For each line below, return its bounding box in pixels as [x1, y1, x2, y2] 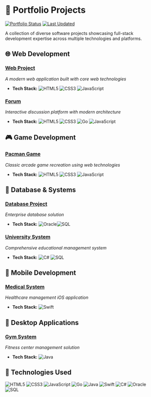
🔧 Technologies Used [5, 368, 72, 377]
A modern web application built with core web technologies [5, 76, 127, 82]
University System [5, 234, 51, 241]
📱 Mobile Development [5, 268, 76, 277]
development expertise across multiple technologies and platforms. [5, 36, 142, 41]
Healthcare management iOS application [5, 294, 89, 300]
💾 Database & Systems [5, 186, 76, 194]
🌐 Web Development [5, 50, 70, 58]
